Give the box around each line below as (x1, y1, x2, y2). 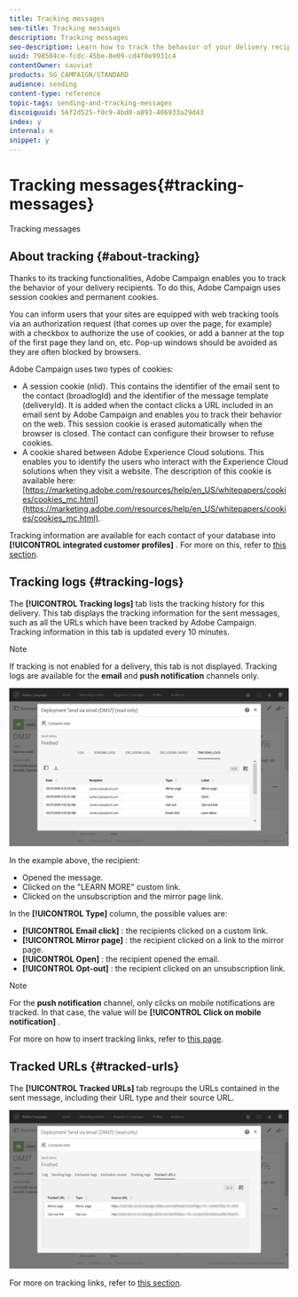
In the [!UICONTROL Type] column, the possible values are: (9, 908, 228, 919)
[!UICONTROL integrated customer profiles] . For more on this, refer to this (9, 539, 286, 550)
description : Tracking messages (9, 33, 129, 42)
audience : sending (9, 80, 77, 89)
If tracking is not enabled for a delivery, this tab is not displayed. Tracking (9, 661, 278, 672)
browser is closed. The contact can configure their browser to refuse (21, 428, 275, 438)
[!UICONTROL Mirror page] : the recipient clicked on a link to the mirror (21, 935, 285, 946)
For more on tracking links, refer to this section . (9, 1277, 183, 1288)
